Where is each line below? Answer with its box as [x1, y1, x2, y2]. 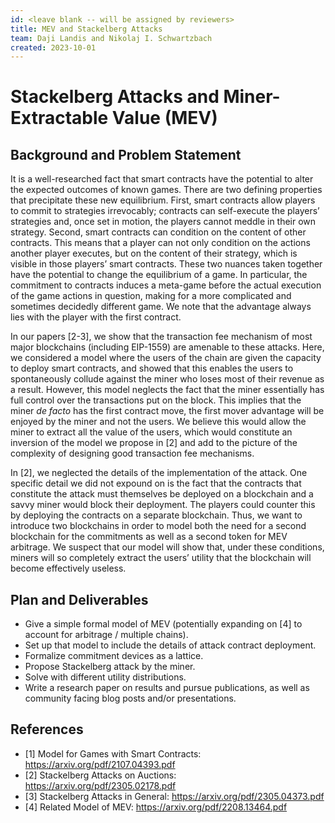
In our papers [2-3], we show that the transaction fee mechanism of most [10, 331, 313, 343]
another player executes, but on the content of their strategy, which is [10, 247, 298, 260]
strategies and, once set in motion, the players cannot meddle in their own [10, 216, 317, 228]
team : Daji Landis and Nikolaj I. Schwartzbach [10, 33, 213, 43]
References [10, 721, 84, 738]
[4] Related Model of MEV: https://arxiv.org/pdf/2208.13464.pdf [24, 801, 288, 813]
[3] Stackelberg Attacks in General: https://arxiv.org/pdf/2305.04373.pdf [24, 790, 325, 802]
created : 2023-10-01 [10, 42, 97, 53]
